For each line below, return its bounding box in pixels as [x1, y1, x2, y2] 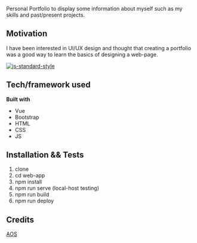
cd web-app [14, 172, 45, 179]
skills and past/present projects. [6, 11, 85, 19]
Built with [6, 96, 30, 103]
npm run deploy [14, 197, 54, 205]
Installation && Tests [6, 150, 84, 160]
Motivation [6, 29, 48, 39]
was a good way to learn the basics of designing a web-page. [6, 51, 158, 58]
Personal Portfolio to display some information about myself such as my [6, 5, 183, 12]
